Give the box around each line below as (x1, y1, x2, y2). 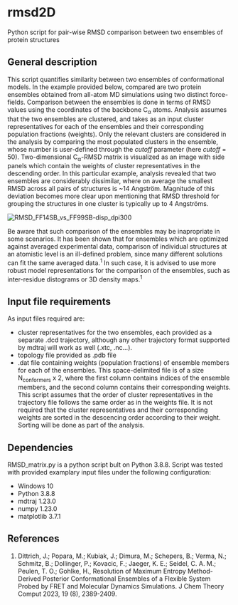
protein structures (7, 35, 60, 43)
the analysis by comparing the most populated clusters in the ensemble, (7, 137, 219, 146)
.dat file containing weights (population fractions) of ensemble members (17, 358, 229, 367)
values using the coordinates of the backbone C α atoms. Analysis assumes (7, 105, 227, 115)
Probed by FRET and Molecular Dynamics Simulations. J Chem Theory (17, 581, 225, 590)
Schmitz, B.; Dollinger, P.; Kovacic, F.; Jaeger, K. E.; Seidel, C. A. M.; (17, 559, 217, 567)
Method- (187, 567, 213, 575)
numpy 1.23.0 (17, 505, 58, 513)
